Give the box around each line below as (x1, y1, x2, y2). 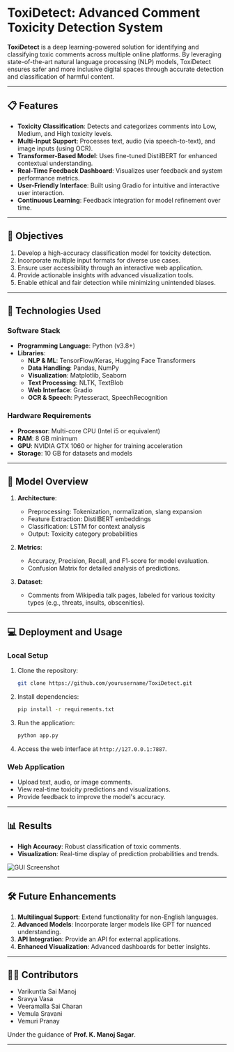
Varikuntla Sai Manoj (17, 987, 77, 996)
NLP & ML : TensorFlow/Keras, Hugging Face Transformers (27, 357, 196, 365)
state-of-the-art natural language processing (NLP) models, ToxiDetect (7, 57, 211, 65)
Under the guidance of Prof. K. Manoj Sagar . (7, 1030, 136, 1039)
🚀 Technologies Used (7, 304, 101, 316)
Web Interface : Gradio (27, 386, 93, 394)
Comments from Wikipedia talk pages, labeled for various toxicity (27, 591, 216, 600)
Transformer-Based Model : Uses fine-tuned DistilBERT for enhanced (17, 151, 217, 160)
